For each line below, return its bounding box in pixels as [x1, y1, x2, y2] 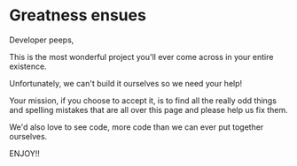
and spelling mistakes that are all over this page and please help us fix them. [9, 104, 288, 115]
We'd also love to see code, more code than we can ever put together [9, 121, 264, 132]
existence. [9, 61, 47, 72]
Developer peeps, [9, 34, 74, 45]
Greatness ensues [9, 5, 146, 26]
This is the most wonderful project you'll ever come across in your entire [9, 51, 274, 62]
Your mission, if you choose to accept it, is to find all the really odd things [9, 94, 277, 106]
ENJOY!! [9, 147, 40, 159]
